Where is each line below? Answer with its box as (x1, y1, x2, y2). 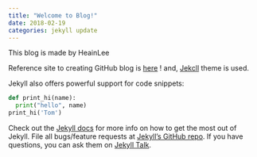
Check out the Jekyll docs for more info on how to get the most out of (8, 124, 237, 132)
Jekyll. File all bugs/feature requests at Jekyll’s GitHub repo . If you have (8, 132, 243, 141)
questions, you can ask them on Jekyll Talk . (8, 140, 152, 149)
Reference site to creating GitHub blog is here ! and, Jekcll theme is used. (8, 63, 249, 73)
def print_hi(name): (8, 94, 77, 102)
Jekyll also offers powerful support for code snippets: (8, 78, 185, 88)
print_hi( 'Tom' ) (8, 109, 62, 117)
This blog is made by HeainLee (8, 48, 110, 58)
